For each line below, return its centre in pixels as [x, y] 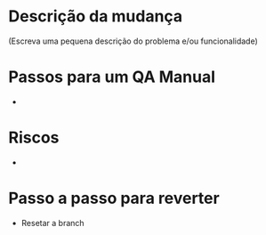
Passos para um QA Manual [112, 77]
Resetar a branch [53, 223]
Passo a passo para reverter [114, 199]
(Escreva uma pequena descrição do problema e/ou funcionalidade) [133, 41]
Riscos [34, 138]
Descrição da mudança [96, 16]
